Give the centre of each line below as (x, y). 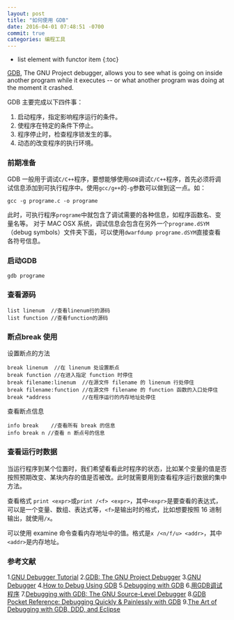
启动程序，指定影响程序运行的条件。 (69, 117)
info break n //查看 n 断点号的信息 (56, 433)
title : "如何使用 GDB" (38, 20)
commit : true (26, 33)
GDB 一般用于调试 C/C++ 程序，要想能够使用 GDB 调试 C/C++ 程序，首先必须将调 (114, 179)
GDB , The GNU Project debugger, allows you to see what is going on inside (115, 73)
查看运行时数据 (32, 452)
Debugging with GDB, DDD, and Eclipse (64, 609)
